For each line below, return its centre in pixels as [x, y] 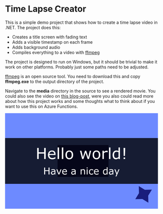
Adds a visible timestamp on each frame [52, 42]
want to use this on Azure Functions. [42, 106]
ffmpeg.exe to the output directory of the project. [55, 82]
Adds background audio [36, 47]
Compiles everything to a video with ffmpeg [56, 52]
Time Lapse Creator [46, 9]
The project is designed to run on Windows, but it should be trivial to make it [81, 62]
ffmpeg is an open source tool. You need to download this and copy [73, 76]
